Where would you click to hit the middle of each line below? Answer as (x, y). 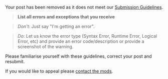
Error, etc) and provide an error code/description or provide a (81, 41)
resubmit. (15, 61)
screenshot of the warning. (45, 46)
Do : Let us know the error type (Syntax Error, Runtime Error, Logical (87, 36)
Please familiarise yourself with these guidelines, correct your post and (78, 56)
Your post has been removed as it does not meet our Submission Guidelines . (84, 7)
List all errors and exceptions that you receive (66, 17)
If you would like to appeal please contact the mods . (59, 71)
